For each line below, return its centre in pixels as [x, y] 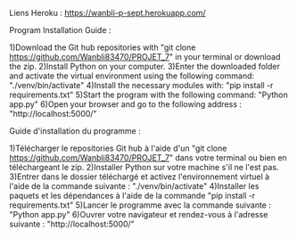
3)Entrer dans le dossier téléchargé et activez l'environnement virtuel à [140, 176]
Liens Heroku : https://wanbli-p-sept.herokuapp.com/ [108, 13]
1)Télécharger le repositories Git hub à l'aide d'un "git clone [118, 148]
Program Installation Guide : [60, 30]
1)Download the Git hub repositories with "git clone [103, 47]
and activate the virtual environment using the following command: [132, 76]
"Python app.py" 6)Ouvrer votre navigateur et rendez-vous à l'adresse [139, 214]
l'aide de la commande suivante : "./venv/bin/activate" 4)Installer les [134, 186]
